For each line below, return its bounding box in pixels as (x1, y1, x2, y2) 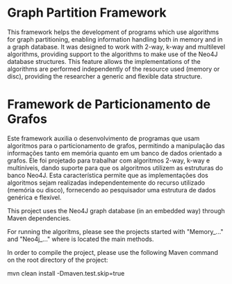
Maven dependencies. (7, 214, 71, 222)
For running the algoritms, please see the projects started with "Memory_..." (7, 227, 224, 235)
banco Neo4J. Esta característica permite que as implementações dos (7, 171, 208, 179)
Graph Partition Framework (7, 5, 167, 21)
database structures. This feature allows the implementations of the (7, 57, 201, 65)
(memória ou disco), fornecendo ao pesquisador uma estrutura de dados (7, 185, 216, 194)
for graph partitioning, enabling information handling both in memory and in (7, 35, 223, 43)
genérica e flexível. (7, 193, 62, 201)
